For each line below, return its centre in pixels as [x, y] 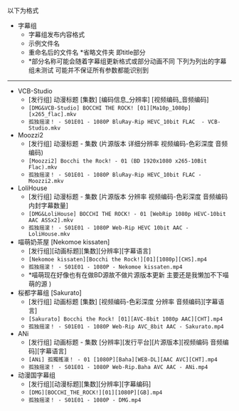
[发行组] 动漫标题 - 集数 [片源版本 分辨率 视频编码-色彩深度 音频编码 [128, 197]
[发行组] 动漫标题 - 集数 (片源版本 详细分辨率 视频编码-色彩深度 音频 [128, 144]
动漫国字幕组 [36, 375]
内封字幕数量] [48, 205]
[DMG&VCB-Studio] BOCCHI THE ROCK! [81, 108]
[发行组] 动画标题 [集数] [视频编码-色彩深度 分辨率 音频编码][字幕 [123, 302]
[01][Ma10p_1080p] [164, 108]
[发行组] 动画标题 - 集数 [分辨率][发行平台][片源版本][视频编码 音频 [125, 342]
